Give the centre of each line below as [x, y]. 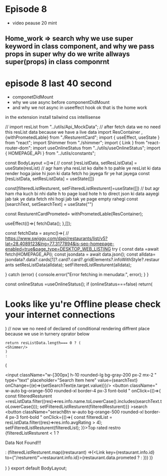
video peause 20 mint [35, 23]
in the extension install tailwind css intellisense [53, 117]
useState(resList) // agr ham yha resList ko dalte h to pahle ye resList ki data [83, 168]
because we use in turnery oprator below [47, 334]
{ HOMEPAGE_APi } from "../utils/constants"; [50, 153]
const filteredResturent [29, 396]
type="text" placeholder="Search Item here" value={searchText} [72, 380]
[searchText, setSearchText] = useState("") [49, 204]
